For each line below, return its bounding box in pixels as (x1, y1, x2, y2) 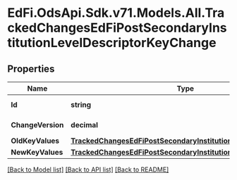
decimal (70, 120, 99, 129)
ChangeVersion (11, 120, 64, 129)
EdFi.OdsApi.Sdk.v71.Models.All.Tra (7, 5, 225, 21)
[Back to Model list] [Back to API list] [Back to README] (7, 165, 169, 174)
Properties (7, 63, 55, 75)
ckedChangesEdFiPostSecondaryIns (7, 20, 227, 36)
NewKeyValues (11, 148, 63, 157)
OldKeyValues (11, 136, 60, 146)
